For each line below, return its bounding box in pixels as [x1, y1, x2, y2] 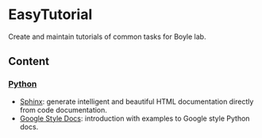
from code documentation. [19, 105, 107, 114]
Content [8, 55, 50, 68]
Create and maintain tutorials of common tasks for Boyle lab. [8, 32, 206, 41]
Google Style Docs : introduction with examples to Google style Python [19, 113, 250, 123]
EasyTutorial [8, 6, 93, 24]
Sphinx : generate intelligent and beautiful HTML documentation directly [19, 97, 254, 106]
